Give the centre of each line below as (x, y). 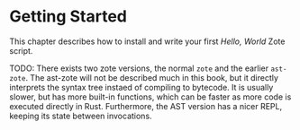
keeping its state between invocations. (81, 116)
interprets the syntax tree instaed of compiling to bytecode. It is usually (141, 87)
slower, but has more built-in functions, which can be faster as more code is (150, 97)
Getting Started (68, 17)
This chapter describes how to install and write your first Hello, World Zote (147, 41)
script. (21, 50)
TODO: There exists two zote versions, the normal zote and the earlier (139, 68)
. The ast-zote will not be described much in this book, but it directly (152, 77)
